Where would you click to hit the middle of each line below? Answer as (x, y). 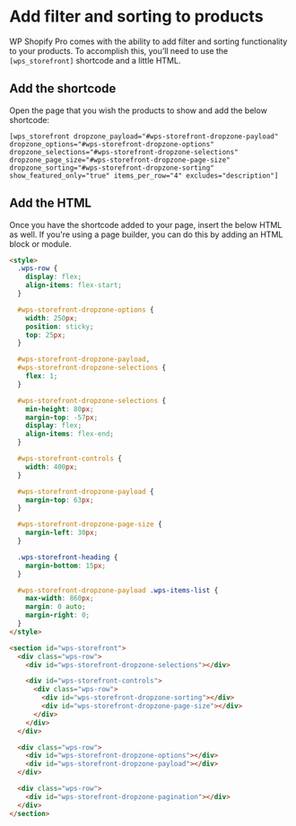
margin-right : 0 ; (58, 615)
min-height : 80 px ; (60, 409)
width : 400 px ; (52, 467)
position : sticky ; (60, 326)
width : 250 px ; (52, 318)
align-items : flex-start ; (74, 286)
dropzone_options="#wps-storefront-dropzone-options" (112, 144)
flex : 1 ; (42, 376)
